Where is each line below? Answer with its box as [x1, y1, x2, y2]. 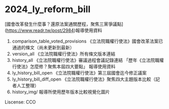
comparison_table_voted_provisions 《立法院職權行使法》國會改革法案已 [12, 38, 163, 44]
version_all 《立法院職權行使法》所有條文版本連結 [12, 51, 116, 57]
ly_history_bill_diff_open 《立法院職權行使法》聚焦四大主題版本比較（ [12, 76, 156, 82]
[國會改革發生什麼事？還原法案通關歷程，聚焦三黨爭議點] [5, 21, 123, 27]
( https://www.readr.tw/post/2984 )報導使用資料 [5, 27, 102, 33]
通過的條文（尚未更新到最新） [12, 44, 74, 50]
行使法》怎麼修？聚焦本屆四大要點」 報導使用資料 [12, 63, 116, 69]
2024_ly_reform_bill [5, 4, 91, 15]
